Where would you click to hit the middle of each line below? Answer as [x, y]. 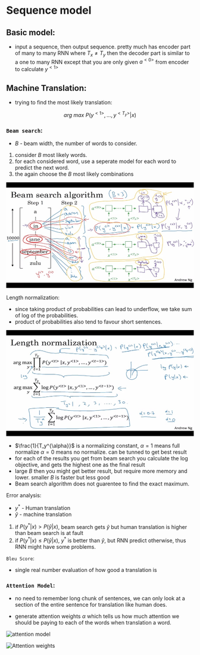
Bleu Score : [20, 558]
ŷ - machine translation [43, 514]
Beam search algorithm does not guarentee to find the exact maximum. [102, 484]
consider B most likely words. [51, 155]
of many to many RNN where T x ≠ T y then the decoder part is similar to [102, 54]
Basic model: [31, 33]
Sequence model [49, 10]
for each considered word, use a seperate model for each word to [96, 161]
